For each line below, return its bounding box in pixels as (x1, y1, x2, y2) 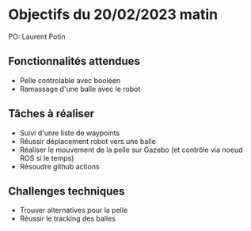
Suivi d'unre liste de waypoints (19, 128, 120, 138)
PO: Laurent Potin (8, 32, 66, 41)
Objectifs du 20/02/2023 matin (8, 6, 219, 24)
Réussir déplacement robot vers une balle (19, 136, 156, 146)
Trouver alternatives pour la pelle (19, 206, 128, 215)
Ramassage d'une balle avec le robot (19, 84, 141, 93)
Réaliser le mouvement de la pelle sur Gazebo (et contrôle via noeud (19, 145, 243, 154)
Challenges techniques (8, 184, 125, 198)
